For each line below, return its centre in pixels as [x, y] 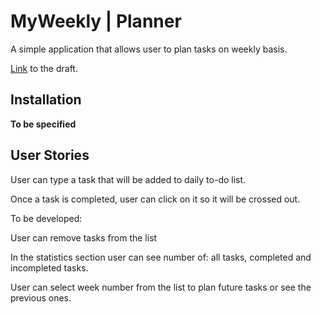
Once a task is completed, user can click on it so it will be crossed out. [155, 199]
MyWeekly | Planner [96, 21]
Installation [46, 100]
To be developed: [46, 218]
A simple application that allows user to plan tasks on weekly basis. [149, 49]
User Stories [50, 155]
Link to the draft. [44, 68]
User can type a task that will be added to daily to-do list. [128, 179]
